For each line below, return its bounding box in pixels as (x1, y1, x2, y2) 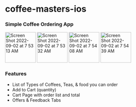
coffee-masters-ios (5, 3, 87, 15)
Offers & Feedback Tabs (12, 97, 61, 103)
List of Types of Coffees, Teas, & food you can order (12, 82, 118, 87)
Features (5, 70, 27, 77)
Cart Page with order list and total (12, 92, 80, 98)
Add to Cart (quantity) (12, 86, 57, 92)
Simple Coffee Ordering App (5, 21, 74, 28)
